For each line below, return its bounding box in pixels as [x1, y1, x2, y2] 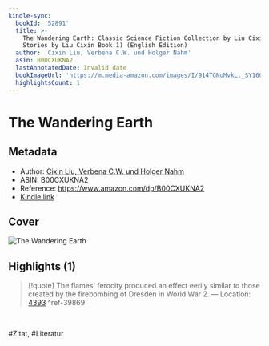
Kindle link [19, 191, 54, 201]
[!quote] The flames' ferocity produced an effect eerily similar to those [27, 281, 260, 291]
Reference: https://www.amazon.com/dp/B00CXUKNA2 [19, 183, 205, 193]
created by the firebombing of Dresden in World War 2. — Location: [27, 289, 251, 299]
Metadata [8, 145, 58, 159]
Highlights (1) [8, 259, 76, 273]
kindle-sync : [8, 11, 52, 20]
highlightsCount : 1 [15, 78, 81, 86]
